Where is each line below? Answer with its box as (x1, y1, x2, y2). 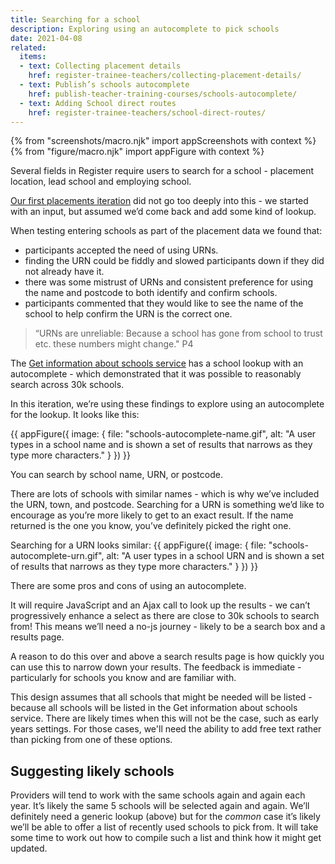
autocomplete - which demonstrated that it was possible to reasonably (10, 368, 302, 380)
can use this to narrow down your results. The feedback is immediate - (10, 661, 302, 673)
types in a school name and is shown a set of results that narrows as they (10, 439, 313, 451)
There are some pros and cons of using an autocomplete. (10, 580, 247, 592)
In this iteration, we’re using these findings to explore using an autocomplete (10, 398, 325, 410)
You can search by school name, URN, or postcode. (10, 469, 223, 481)
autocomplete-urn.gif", (10, 550, 105, 562)
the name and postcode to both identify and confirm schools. (24, 287, 278, 299)
